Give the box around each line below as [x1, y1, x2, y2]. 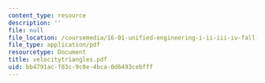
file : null [8, 26, 44, 34]
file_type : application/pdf [8, 41, 101, 49]
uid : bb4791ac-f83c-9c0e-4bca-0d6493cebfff [8, 63, 154, 71]
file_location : [8, 33, 58, 42]
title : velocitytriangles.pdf [8, 56, 108, 64]
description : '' [8, 19, 62, 27]
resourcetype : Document [8, 48, 87, 56]
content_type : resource [8, 11, 87, 20]
